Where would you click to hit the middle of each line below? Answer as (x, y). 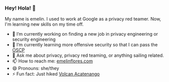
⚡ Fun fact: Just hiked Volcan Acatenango (56, 74)
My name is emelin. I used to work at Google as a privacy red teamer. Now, (83, 19)
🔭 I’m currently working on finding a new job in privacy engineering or (85, 34)
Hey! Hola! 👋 (20, 8)
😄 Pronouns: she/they (36, 68)
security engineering (34, 39)
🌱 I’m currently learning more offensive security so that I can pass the (85, 45)
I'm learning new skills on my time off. (44, 24)
